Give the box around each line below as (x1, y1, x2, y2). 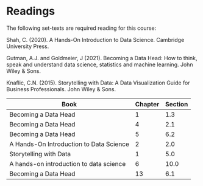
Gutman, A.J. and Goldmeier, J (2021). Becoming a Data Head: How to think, (6, 54, 198, 61)
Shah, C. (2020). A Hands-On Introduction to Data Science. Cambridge (6, 36, 185, 43)
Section (165, 100, 188, 108)
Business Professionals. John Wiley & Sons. (6, 85, 116, 92)
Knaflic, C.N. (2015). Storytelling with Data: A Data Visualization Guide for (6, 79, 190, 86)
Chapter (135, 100, 160, 108)
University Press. (6, 43, 49, 50)
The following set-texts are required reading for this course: (6, 24, 157, 32)
